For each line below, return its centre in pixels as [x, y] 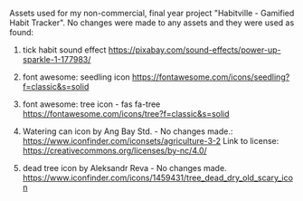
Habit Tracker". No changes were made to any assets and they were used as [152, 23]
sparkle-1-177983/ [57, 59]
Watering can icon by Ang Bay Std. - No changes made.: [128, 131]
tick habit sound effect [64, 50]
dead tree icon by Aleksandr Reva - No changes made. [125, 168]
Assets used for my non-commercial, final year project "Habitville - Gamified [152, 13]
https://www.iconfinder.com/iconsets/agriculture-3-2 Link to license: [151, 141]
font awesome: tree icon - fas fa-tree [91, 104]
